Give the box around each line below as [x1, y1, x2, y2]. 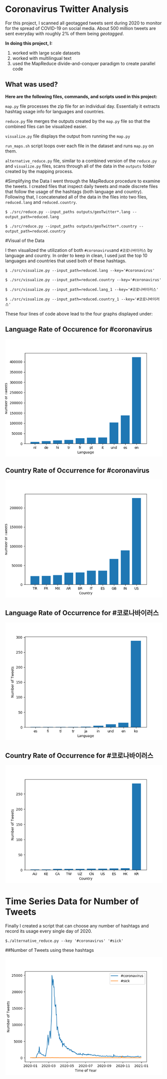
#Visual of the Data [5, 237, 45, 243]
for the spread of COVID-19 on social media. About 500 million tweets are [5, 25, 156, 31]
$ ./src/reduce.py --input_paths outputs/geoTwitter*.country [5, 223, 137, 229]
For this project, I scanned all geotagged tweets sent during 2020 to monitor [5, 20, 162, 26]
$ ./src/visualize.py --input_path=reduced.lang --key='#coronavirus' [5, 268, 155, 273]
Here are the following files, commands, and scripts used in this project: [5, 93, 158, 99]
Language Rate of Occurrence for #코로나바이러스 [5, 608, 159, 617]
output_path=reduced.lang [5, 214, 59, 219]
